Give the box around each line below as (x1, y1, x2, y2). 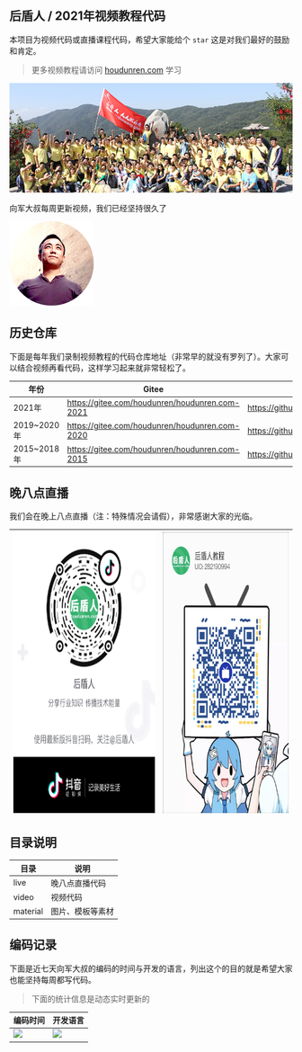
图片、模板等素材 (50, 906, 114, 917)
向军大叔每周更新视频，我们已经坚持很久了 (9, 202, 167, 213)
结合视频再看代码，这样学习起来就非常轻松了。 (16, 362, 191, 373)
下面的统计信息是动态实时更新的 (31, 993, 150, 1004)
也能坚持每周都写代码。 (9, 974, 96, 985)
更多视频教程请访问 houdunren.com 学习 (31, 64, 182, 75)
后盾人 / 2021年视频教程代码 (9, 8, 166, 24)
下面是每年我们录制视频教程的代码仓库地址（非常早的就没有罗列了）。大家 (9, 351, 281, 361)
